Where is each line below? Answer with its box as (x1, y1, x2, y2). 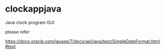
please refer (5, 29, 30, 35)
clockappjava (5, 3, 62, 15)
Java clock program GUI (5, 19, 55, 25)
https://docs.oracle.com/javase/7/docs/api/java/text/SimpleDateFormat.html (5, 38, 161, 44)
